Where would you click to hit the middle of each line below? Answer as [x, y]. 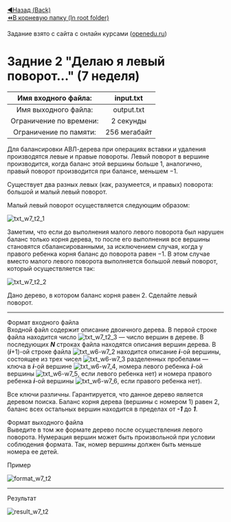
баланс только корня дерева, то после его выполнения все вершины [109, 239]
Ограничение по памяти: [54, 132]
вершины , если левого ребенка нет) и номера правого [109, 373]
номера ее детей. [33, 452]
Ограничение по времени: [55, 121]
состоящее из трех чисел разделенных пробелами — [108, 359]
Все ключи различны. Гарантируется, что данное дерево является [105, 394]
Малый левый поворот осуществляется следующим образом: [99, 205]
